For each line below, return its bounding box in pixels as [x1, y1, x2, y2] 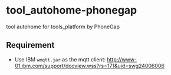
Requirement [6, 40, 55, 50]
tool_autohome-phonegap [6, 4, 137, 17]
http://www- [107, 56, 137, 63]
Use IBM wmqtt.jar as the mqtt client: [14, 56, 106, 63]
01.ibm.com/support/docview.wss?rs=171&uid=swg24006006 [14, 62, 165, 69]
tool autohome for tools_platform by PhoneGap [6, 23, 120, 30]
